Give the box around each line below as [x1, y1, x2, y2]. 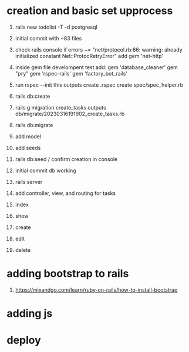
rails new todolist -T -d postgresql [15, 23, 97, 30]
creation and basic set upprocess [6, 4, 173, 18]
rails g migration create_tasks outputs [15, 104, 106, 111]
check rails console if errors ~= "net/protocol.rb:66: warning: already [15, 46, 183, 53]
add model [15, 133, 42, 140]
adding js [6, 307, 53, 320]
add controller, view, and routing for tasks [15, 189, 116, 197]
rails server [15, 178, 43, 185]
